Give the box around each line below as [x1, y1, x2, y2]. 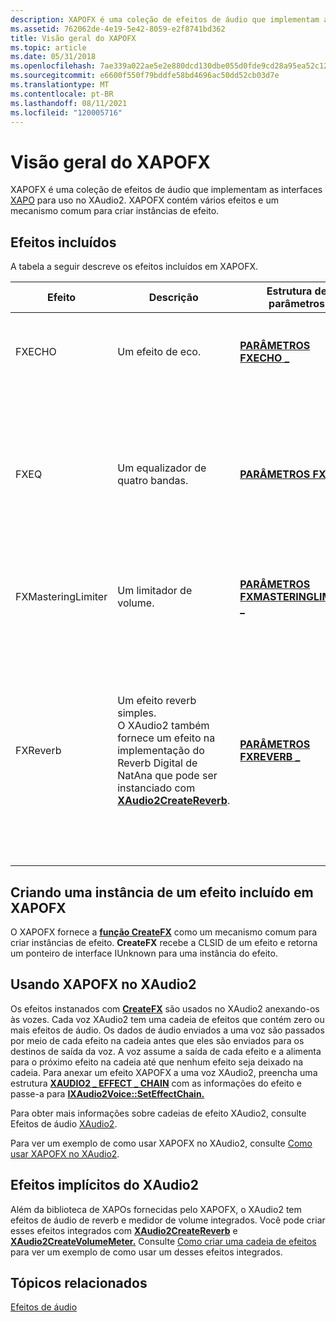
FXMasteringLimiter [15, 590, 108, 604]
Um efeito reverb [117, 694, 197, 708]
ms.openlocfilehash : [10, 61, 97, 71]
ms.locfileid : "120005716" [10, 107, 123, 118]
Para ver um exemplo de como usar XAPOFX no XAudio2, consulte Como [10, 1137, 313, 1149]
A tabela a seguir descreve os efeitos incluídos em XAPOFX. [10, 261, 259, 273]
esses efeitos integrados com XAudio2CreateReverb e [10, 1224, 238, 1236]
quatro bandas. [117, 474, 189, 488]
